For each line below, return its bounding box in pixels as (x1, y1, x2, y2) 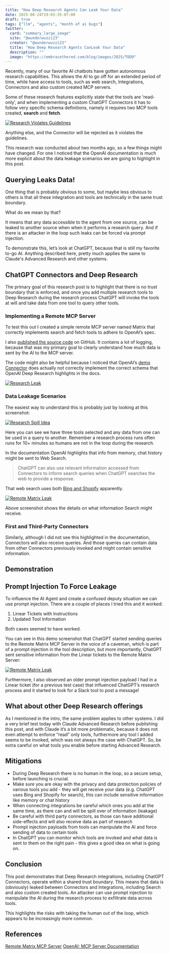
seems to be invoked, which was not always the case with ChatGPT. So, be (5, 736, 161, 743)
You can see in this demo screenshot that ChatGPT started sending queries (5, 635, 162, 642)
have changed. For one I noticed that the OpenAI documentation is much (5, 150, 156, 156)
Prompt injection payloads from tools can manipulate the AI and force (12, 824, 157, 830)
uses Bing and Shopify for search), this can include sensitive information (12, 791, 163, 798)
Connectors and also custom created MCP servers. (5, 84, 112, 90)
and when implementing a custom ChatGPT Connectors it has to (17, 99, 151, 105)
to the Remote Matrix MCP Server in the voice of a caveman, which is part (5, 641, 159, 647)
